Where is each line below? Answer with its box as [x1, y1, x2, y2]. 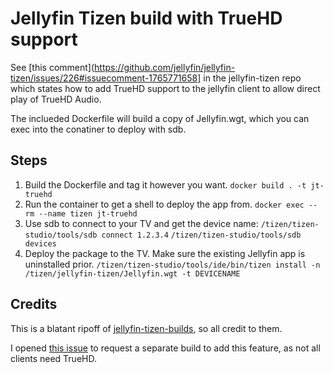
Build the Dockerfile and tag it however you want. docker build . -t [24, 178, 307, 191]
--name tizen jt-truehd [38, 208, 138, 219]
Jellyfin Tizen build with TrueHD [10, 7, 283, 30]
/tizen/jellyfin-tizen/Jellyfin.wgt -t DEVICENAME [24, 268, 241, 279]
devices [24, 238, 57, 249]
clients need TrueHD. [10, 352, 97, 364]
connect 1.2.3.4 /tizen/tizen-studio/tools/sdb [101, 230, 302, 240]
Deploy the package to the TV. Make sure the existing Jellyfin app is [24, 247, 306, 259]
